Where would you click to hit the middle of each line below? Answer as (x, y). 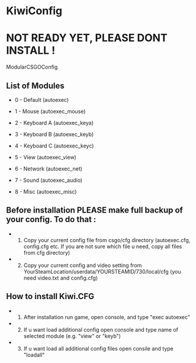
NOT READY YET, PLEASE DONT (87, 38)
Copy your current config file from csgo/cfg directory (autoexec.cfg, (107, 240)
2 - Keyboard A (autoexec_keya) (54, 123)
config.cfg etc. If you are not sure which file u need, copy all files (103, 246)
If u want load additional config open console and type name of (101, 329)
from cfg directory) (47, 252)
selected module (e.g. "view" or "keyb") (72, 336)
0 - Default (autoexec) (42, 99)
